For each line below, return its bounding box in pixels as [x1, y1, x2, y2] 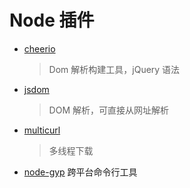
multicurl [23, 124, 61, 136]
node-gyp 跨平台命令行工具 [23, 166, 138, 178]
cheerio [23, 42, 56, 55]
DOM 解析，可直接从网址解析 [48, 104, 169, 116]
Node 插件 [9, 9, 95, 32]
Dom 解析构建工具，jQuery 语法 [48, 63, 181, 75]
